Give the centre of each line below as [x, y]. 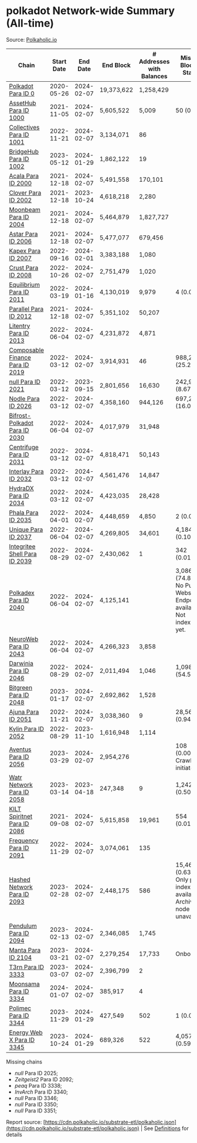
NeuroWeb [24, 639]
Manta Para [25, 950]
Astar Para [23, 234]
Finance [20, 357]
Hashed [20, 879]
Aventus [20, 749]
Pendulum [23, 926]
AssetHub [23, 103]
